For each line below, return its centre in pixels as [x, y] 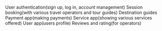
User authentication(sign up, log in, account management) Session [74, 7]
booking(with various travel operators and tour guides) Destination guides [81, 12]
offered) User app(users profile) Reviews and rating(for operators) [73, 23]
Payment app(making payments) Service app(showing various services [79, 18]
